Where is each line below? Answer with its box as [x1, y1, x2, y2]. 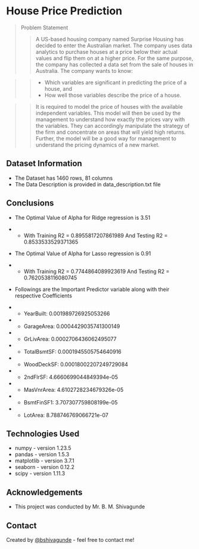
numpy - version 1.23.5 [14, 444, 71, 452]
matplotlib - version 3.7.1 [14, 457, 74, 464]
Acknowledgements [6, 487, 83, 497]
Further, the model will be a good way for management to [35, 134, 177, 142]
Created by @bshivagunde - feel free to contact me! [6, 536, 135, 543]
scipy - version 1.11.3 [14, 470, 66, 477]
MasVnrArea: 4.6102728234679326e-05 [23, 386, 124, 393]
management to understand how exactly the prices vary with [35, 115, 185, 123]
